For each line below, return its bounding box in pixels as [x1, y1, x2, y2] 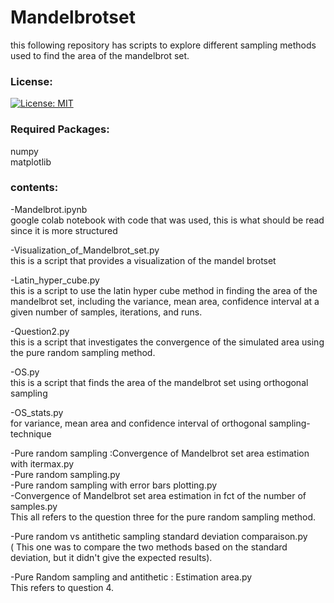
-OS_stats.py [10, 406, 64, 418]
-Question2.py [10, 325, 70, 337]
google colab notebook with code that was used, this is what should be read [10, 214, 325, 226]
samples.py [10, 500, 58, 512]
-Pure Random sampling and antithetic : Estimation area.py [10, 571, 253, 583]
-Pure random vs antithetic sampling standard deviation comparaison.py [10, 530, 308, 542]
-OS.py [10, 366, 40, 378]
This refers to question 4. [10, 581, 115, 593]
